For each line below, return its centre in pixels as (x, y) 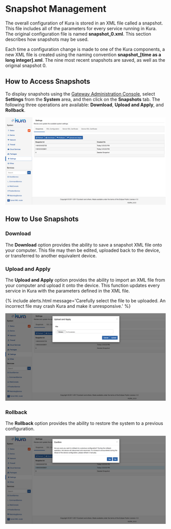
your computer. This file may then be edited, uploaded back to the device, (83, 250)
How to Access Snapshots (48, 81)
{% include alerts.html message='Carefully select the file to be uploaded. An (85, 300)
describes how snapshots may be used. (47, 39)
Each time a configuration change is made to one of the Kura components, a (85, 49)
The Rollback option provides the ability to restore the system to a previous (84, 423)
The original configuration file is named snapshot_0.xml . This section (78, 34)
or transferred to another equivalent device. (51, 255)
